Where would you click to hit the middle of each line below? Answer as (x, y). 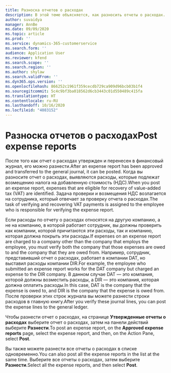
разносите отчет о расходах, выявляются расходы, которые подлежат (82, 177)
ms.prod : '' (18, 39)
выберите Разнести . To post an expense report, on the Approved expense (84, 328)
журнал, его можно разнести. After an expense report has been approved (84, 166)
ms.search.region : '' (28, 67)
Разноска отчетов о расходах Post (81, 136)
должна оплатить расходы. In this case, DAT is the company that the (78, 285)
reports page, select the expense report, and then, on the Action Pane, (80, 333)
